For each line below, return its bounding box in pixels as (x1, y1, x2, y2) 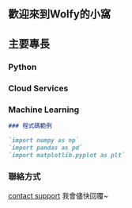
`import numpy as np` (8, 136, 80, 144)
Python (8, 61, 37, 72)
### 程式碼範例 (8, 121, 53, 129)
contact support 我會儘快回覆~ (8, 191, 109, 200)
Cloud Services (8, 83, 69, 94)
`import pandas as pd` (8, 144, 83, 152)
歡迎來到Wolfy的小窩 (8, 7, 111, 21)
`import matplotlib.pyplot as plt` (8, 151, 126, 159)
